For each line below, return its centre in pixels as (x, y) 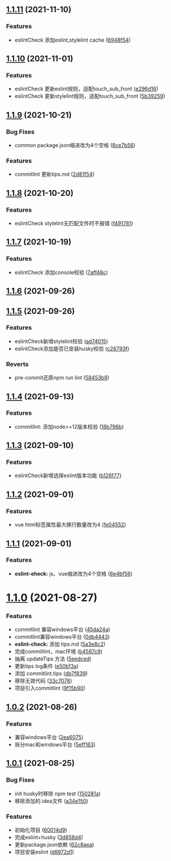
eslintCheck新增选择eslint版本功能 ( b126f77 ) (68, 476)
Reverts (18, 364)
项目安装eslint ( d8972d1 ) (44, 852)
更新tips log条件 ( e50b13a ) (47, 666)
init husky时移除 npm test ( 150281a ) (58, 794)
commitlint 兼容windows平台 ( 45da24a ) (62, 629)
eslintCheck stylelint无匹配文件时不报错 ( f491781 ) (74, 223)
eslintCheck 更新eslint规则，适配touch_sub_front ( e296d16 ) (86, 89)
